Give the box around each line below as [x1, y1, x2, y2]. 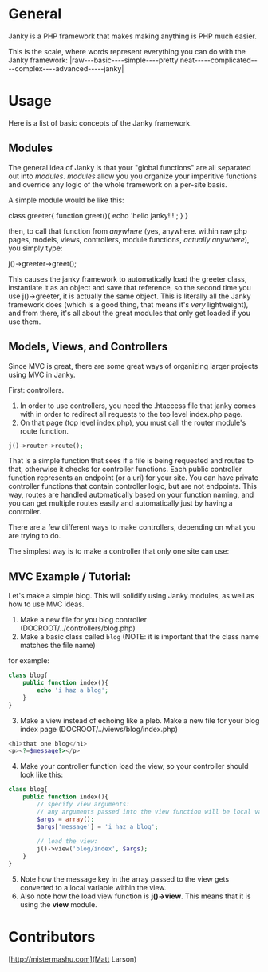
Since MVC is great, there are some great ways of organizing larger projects [8, 361, 258, 370]
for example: [8, 656, 50, 666]
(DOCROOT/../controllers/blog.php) [19, 623, 136, 633]
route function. [19, 426, 69, 436]
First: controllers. [8, 385, 65, 394]
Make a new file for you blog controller [19, 615, 148, 625]
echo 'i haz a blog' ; [37, 686, 109, 694]
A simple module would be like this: [8, 195, 125, 205]
